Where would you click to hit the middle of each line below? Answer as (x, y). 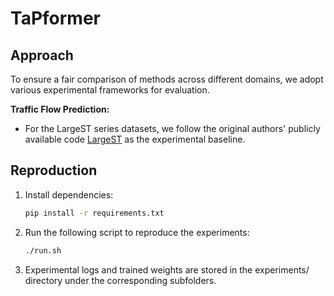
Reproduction (54, 170)
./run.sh (43, 250)
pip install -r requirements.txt (94, 213)
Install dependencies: (69, 194)
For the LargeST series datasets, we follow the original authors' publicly (172, 128)
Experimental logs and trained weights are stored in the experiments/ (167, 269)
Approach (42, 55)
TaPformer (55, 18)
